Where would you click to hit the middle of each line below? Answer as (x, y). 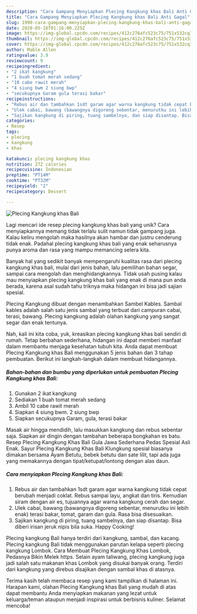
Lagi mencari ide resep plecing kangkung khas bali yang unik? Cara (88, 224)
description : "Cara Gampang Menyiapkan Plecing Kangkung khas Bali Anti (97, 11)
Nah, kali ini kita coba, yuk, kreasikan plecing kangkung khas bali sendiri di (96, 334)
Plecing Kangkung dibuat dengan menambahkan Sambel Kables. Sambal (94, 304)
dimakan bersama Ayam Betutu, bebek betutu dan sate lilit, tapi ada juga (93, 454)
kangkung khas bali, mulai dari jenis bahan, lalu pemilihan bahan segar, (92, 267)
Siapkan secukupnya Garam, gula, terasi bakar (71, 418)
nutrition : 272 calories (36, 164)
